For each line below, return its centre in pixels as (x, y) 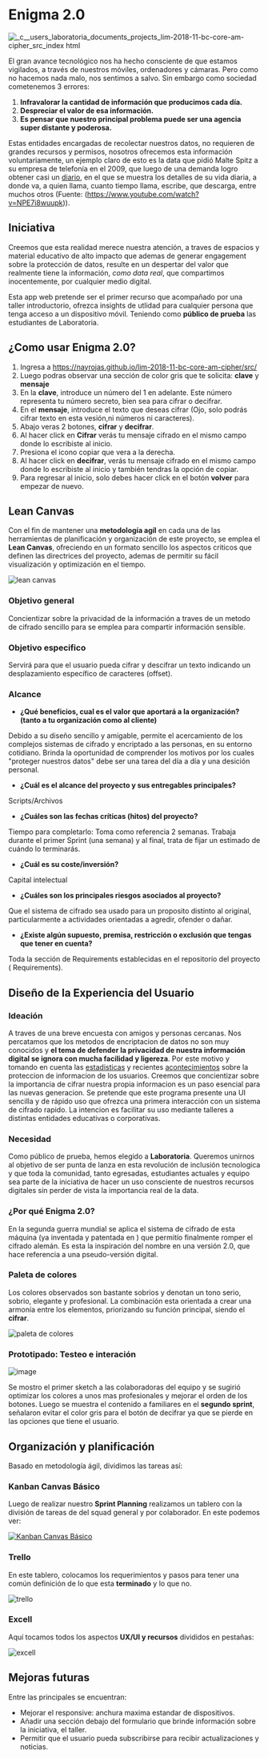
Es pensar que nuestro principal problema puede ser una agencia (130, 119)
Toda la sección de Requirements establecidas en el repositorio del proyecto (134, 959)
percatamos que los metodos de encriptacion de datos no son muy (119, 1041)
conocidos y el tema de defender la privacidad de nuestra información (127, 1050)
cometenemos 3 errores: (49, 87)
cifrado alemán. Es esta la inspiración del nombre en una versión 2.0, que (129, 1246)
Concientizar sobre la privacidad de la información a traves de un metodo (129, 618)
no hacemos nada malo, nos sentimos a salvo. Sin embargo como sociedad (133, 78)
